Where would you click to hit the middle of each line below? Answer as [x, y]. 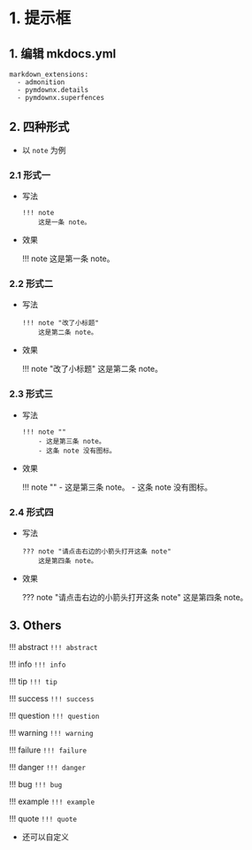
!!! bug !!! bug [36, 784]
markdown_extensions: [49, 74]
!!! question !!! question [54, 715]
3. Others [35, 626]
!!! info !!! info [38, 664]
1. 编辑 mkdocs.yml [63, 54]
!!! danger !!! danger [48, 767]
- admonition [41, 82]
